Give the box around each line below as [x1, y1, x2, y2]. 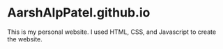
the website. [7, 35, 43, 43]
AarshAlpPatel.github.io [7, 5, 151, 21]
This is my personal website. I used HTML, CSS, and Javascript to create [7, 28, 217, 36]
